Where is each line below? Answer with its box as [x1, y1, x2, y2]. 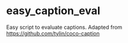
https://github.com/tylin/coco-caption [6, 29, 100, 37]
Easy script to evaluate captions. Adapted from [6, 24, 123, 31]
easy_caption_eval [6, 4, 100, 18]
